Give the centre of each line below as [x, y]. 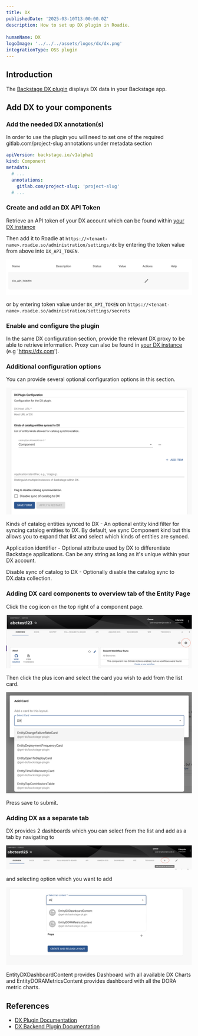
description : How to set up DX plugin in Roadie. [68, 25]
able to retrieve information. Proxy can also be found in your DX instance [94, 345]
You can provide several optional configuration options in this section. [91, 379]
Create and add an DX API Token [53, 208]
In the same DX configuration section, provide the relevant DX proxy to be [95, 339]
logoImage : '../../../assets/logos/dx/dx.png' [64, 44]
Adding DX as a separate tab [48, 818]
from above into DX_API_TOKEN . [43, 251]
